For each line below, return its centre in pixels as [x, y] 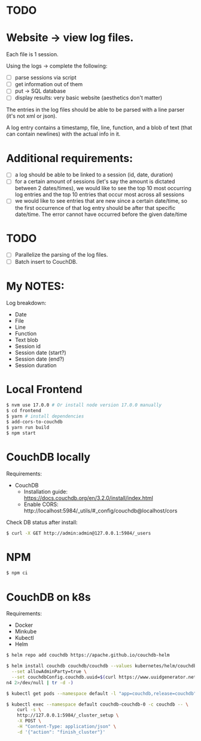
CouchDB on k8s [48, 597]
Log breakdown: [26, 303]
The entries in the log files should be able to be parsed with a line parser [95, 110]
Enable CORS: [41, 504]
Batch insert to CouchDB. [46, 261]
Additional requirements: [70, 158]
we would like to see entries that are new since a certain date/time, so [101, 201]
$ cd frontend [24, 411]
